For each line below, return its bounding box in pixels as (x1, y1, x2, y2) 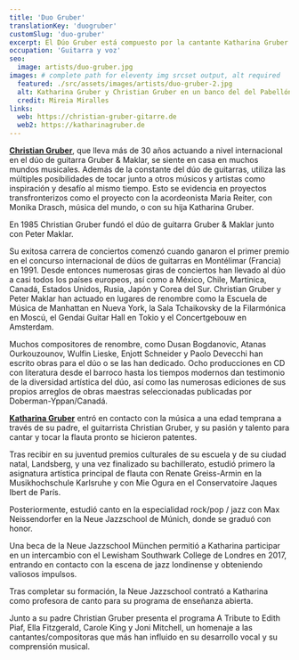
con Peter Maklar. (9, 229, 74, 239)
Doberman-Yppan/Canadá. (9, 395, 109, 406)
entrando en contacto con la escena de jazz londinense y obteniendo (9, 559, 263, 570)
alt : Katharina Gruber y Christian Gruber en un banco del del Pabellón (17, 87, 293, 96)
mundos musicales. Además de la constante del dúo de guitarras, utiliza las (9, 164, 287, 175)
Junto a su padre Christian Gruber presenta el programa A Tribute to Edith (9, 613, 281, 623)
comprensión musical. (9, 641, 91, 651)
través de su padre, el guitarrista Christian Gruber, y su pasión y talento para (9, 422, 290, 433)
